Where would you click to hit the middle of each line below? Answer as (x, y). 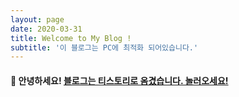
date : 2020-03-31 (46, 29)
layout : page (37, 19)
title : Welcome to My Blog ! (71, 38)
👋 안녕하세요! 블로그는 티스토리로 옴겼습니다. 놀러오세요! (119, 80)
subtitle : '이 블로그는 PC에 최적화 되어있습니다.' (104, 47)
